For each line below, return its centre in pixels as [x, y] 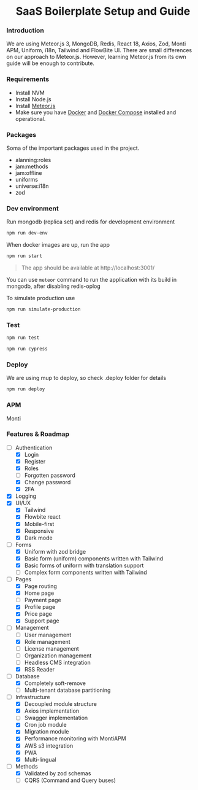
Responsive [39, 531]
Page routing [40, 586]
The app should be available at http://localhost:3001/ [88, 268]
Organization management [58, 656]
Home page [39, 593]
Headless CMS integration [57, 662]
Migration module [47, 732]
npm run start [25, 256]
